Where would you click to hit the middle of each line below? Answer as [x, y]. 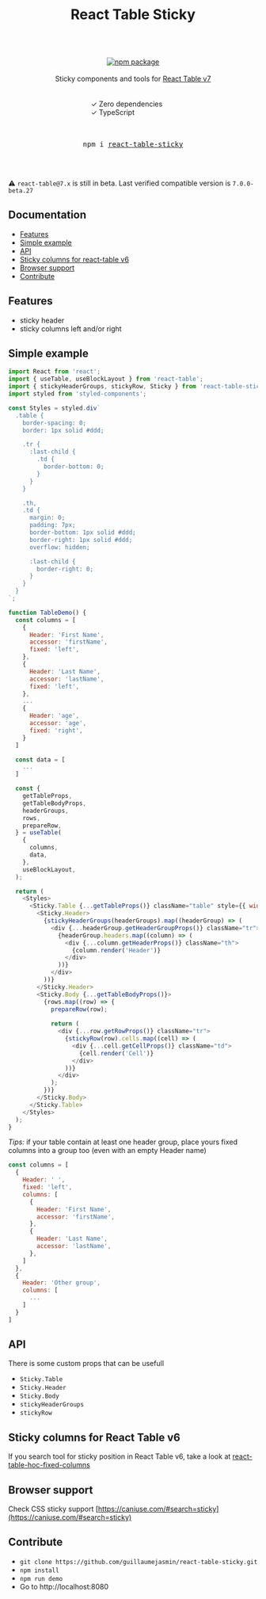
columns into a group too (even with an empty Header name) [108, 1151]
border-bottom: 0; [74, 467]
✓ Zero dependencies [127, 104]
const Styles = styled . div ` [55, 408]
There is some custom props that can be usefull [86, 1364]
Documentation [47, 215]
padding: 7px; [53, 525]
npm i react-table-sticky [133, 144]
